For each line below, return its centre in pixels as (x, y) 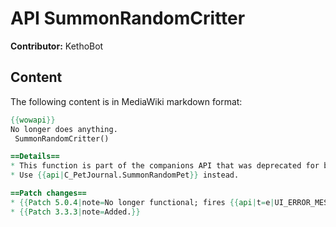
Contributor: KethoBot (57, 46)
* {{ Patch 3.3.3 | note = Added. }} (75, 212)
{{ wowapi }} (33, 120)
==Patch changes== (48, 193)
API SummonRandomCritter (128, 18)
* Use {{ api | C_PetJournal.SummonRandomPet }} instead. (125, 175)
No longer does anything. (64, 129)
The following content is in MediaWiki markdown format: (126, 101)
